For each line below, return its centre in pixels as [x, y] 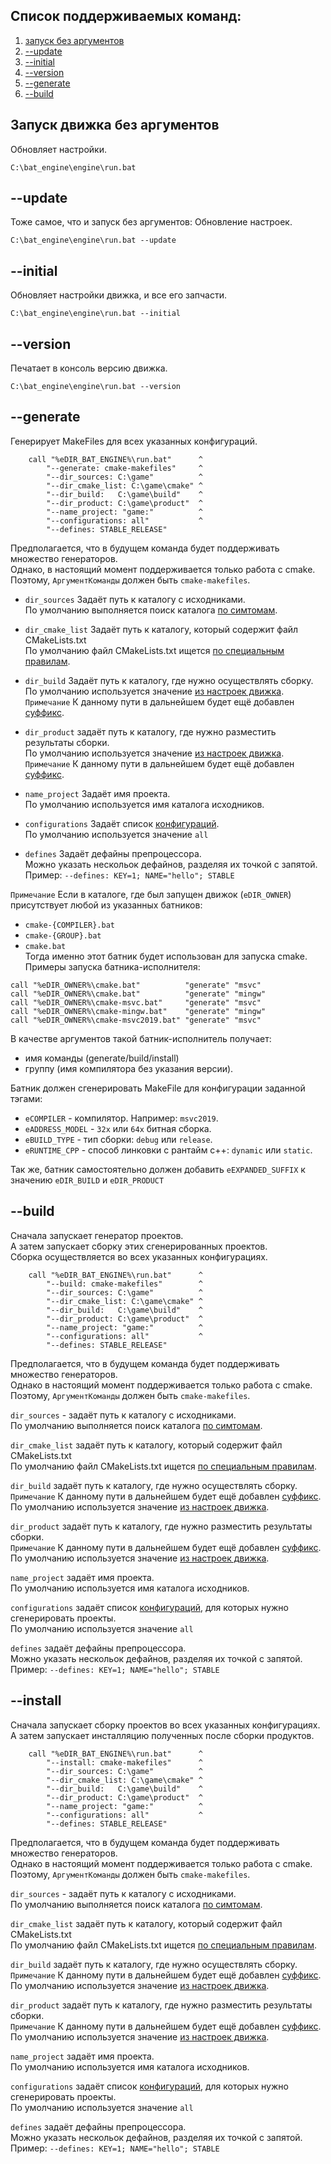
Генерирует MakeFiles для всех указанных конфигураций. [134, 441]
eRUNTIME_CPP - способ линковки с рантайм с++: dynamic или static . [168, 1150]
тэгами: [26, 1098]
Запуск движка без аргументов [115, 125]
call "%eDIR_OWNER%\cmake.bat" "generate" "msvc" [136, 985]
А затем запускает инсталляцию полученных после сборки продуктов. [162, 1735]
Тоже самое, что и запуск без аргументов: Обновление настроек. [151, 222]
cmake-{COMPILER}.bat [69, 925]
